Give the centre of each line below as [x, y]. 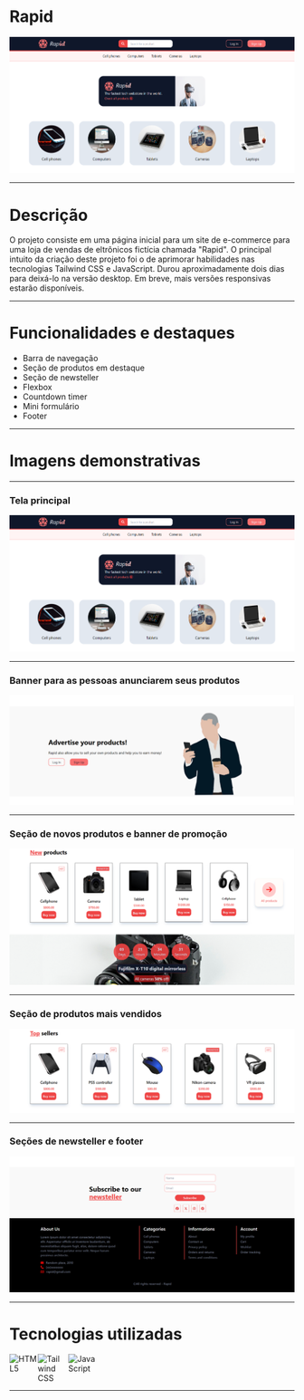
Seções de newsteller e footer [76, 1141]
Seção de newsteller [61, 378]
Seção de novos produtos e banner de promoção [119, 834]
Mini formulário [51, 407]
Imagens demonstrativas [105, 461]
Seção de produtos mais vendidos [86, 1014]
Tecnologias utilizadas [96, 1334]
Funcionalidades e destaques [122, 333]
